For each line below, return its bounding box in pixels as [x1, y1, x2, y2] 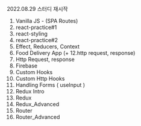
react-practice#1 [15, 24, 57, 31]
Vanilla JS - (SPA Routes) [15, 17, 78, 24]
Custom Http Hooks [15, 75, 65, 82]
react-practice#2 [15, 37, 58, 43]
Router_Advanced [15, 113, 60, 121]
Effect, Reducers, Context [15, 43, 80, 50]
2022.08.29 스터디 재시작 [7, 5, 68, 12]
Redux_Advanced [15, 101, 60, 107]
